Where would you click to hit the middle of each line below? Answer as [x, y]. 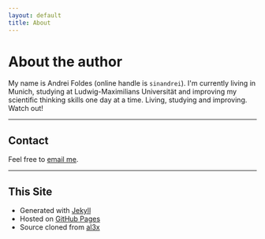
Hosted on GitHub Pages [60, 219]
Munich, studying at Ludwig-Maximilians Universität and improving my [123, 92]
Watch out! [26, 108]
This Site [30, 191]
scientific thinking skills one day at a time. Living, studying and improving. [128, 100]
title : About [30, 23]
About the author [65, 62]
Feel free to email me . [43, 160]
